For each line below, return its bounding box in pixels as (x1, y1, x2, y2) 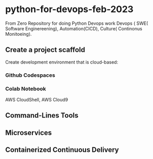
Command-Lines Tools (5, 111, 79, 120)
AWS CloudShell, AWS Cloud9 (5, 96, 68, 102)
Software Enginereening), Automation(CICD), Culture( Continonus (5, 25, 143, 31)
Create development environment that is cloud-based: (5, 59, 118, 65)
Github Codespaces (5, 72, 56, 79)
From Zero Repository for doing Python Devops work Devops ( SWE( (5, 20, 148, 26)
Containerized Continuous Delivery (5, 145, 119, 154)
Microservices (5, 128, 52, 137)
